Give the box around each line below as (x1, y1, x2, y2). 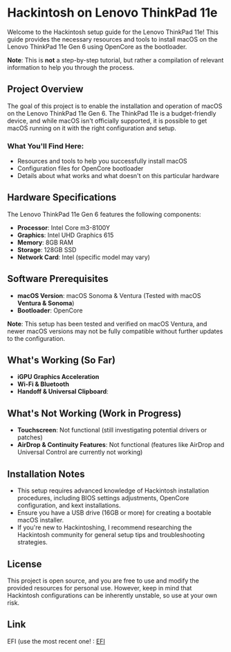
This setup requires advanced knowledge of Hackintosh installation (17, 486, 210, 495)
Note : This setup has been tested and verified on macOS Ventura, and (7, 319, 207, 328)
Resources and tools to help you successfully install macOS (17, 157, 188, 166)
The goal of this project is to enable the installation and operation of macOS (7, 102, 223, 110)
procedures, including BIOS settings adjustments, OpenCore (17, 494, 190, 502)
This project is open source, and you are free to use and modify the (7, 576, 199, 585)
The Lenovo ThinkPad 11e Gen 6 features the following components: (7, 210, 201, 218)
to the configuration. (7, 334, 66, 342)
